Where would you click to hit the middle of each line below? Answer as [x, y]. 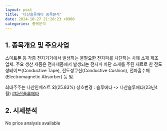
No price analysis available [33, 123]
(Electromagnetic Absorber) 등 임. [40, 77]
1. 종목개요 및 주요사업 [37, 45]
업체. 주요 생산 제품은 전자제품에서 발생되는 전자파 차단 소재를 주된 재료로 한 [79, 64]
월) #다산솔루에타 [22, 94]
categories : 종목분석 [25, 24]
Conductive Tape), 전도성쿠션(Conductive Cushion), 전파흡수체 [86, 71]
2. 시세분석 [21, 111]
